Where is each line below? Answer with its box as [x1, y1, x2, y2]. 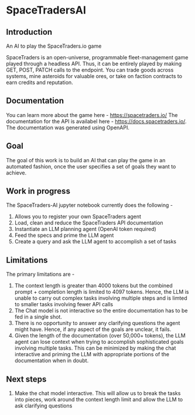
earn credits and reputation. [6, 79, 73, 86]
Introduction [6, 27, 53, 37]
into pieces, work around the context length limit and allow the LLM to [14, 396, 183, 403]
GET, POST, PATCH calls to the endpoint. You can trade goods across [6, 66, 174, 73]
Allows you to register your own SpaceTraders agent [14, 213, 142, 220]
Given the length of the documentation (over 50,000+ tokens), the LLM [14, 332, 186, 339]
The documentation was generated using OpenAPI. [6, 124, 130, 131]
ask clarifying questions [14, 402, 73, 409]
